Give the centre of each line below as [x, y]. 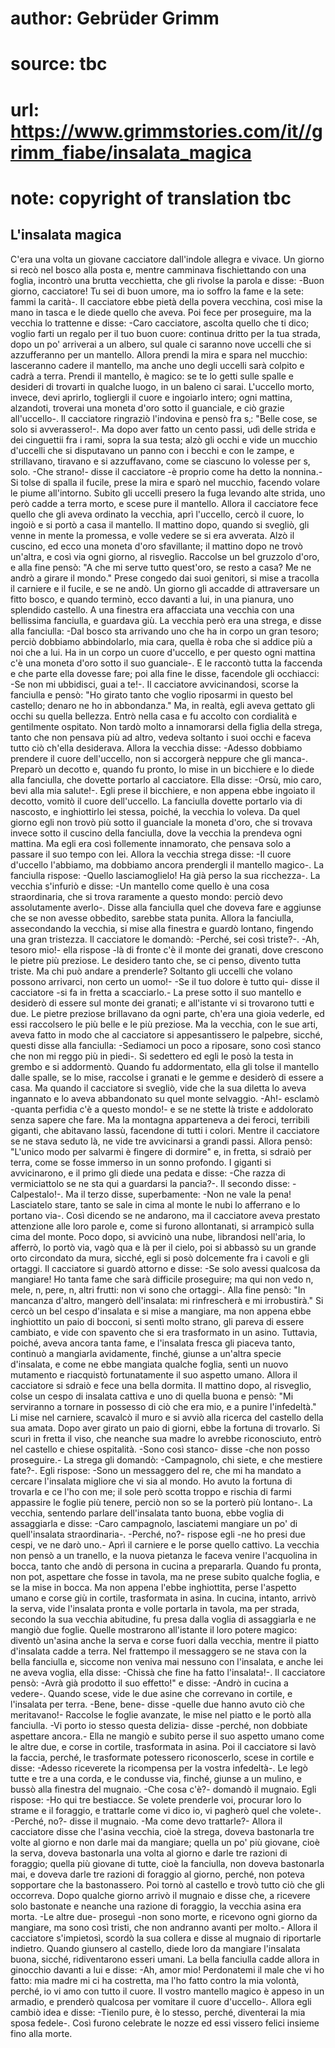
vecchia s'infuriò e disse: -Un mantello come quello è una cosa [140, 886]
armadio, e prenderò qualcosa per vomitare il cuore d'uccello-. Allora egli [161, 2001]
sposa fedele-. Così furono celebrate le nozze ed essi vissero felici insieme [165, 2023]
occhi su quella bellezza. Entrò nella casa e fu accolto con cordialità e [154, 716]
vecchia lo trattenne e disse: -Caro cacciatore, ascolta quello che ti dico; [160, 323]
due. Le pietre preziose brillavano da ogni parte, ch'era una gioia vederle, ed [167, 1013]
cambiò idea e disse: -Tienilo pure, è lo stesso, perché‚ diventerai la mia [158, 2012]
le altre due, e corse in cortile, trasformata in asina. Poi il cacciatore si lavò [163, 1746]
